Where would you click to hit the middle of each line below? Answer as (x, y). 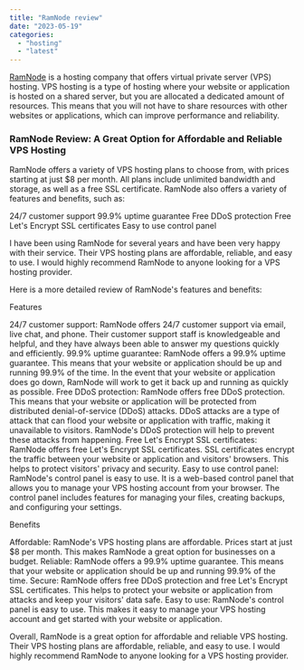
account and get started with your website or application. (116, 619)
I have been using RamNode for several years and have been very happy (145, 243)
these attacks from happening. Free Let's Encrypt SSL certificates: (133, 440)
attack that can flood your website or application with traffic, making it (140, 420)
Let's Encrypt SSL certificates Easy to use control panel (113, 226)
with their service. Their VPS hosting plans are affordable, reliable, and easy (151, 253)
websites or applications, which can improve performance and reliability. (145, 116)
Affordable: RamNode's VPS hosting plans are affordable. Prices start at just (151, 543)
